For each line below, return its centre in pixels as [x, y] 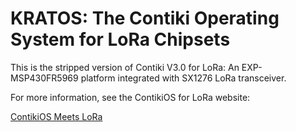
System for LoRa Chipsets [120, 39]
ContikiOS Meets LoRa [56, 116]
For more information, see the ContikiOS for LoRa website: [130, 97]
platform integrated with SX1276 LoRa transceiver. [183, 78]
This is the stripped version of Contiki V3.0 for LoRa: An [125, 67]
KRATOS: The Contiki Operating [145, 18]
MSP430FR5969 [44, 78]
